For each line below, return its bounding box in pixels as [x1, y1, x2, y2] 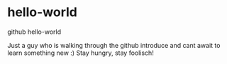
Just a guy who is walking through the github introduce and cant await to [7, 41, 221, 49]
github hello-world [7, 27, 62, 36]
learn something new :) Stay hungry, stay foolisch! [7, 49, 154, 57]
